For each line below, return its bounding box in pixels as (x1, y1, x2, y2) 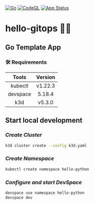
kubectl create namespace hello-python (5, 166, 89, 172)
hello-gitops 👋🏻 (5, 23, 72, 34)
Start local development (5, 116, 82, 125)
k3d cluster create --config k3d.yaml (5, 143, 87, 148)
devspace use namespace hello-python (5, 190, 85, 195)
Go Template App (5, 43, 61, 52)
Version (36, 73, 56, 81)
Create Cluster (5, 132, 42, 139)
